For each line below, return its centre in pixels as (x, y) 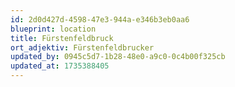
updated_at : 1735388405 (60, 66)
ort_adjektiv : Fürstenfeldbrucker (82, 47)
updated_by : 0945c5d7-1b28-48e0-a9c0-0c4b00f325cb (118, 57)
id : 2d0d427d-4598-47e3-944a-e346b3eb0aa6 (100, 19)
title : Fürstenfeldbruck (62, 38)
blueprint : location (53, 29)
